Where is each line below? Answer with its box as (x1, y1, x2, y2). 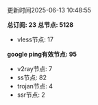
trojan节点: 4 (16, 82, 53, 90)
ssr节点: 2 (16, 90, 46, 99)
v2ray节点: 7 (16, 65, 53, 73)
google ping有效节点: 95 (7, 50, 77, 58)
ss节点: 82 (16, 73, 47, 82)
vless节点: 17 (16, 35, 53, 44)
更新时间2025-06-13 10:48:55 (7, 6, 91, 14)
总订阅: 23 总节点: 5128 (7, 21, 74, 29)
